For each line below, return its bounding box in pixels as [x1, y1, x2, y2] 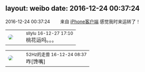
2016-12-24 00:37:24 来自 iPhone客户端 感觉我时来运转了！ [5, 18, 140, 25]
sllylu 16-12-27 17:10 [26, 30, 74, 36]
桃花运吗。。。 [26, 36, 58, 43]
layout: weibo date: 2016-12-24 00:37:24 [5, 4, 140, 13]
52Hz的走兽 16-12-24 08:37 [26, 51, 87, 57]
